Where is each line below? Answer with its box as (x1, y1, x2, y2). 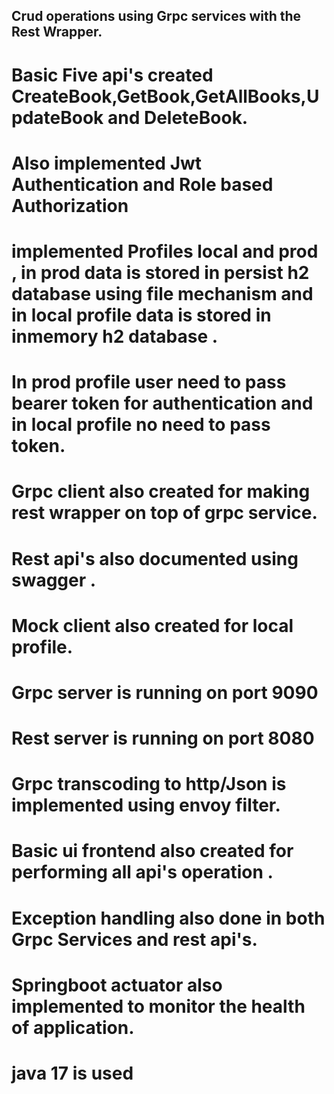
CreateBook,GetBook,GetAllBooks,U (11, 85, 320, 108)
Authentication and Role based (11, 173, 274, 196)
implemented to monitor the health (11, 995, 306, 1018)
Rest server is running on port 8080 (11, 727, 315, 750)
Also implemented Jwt (11, 152, 203, 174)
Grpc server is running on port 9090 (11, 681, 319, 704)
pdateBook (11, 106, 104, 129)
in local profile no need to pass (11, 414, 271, 436)
